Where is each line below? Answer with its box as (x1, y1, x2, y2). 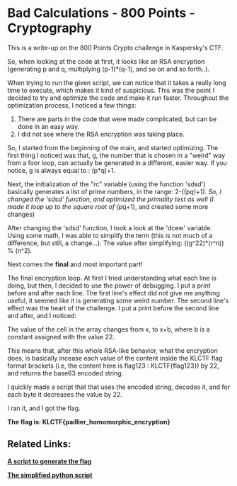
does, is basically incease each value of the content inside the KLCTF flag (7, 354, 223, 362)
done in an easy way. (17, 122, 80, 130)
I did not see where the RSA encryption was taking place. (17, 130, 185, 138)
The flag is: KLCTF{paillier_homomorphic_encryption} (7, 417, 171, 426)
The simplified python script (7, 470, 93, 479)
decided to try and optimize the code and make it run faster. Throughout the (7, 94, 229, 102)
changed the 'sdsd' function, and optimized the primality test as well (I (7, 195, 214, 203)
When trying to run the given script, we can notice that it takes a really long (7, 78, 226, 86)
